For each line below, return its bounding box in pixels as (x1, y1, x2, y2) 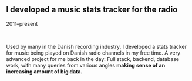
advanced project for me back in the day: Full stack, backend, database (6, 55, 180, 62)
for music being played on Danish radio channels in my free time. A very (6, 49, 181, 56)
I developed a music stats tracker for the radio (6, 5, 178, 15)
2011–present (6, 20, 38, 27)
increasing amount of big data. (6, 67, 83, 75)
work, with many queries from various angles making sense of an (6, 62, 166, 69)
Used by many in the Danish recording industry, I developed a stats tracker (6, 43, 187, 50)
